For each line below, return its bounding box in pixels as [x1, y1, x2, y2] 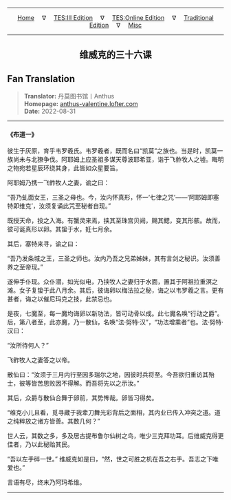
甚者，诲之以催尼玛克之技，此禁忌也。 [7, 295, 115, 303]
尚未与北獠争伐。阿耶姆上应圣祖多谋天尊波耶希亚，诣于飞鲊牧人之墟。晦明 [12, 156, 224, 164]
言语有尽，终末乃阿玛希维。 [7, 478, 86, 486]
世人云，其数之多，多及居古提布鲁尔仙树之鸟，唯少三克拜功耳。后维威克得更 [7, 432, 224, 440]
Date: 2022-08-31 [23, 107, 76, 116]
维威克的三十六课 [79, 50, 152, 61]
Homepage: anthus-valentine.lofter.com [23, 100, 139, 108]
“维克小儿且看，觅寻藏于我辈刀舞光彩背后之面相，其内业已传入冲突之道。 [7, 408, 215, 417]
